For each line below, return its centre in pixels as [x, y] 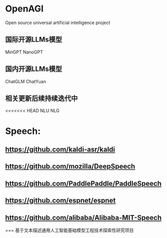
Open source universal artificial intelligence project [58, 23]
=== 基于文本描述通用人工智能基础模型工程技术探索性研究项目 [69, 230]
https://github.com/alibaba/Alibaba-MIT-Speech [83, 218]
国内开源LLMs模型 [34, 69]
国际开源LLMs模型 [34, 40]
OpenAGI [24, 9]
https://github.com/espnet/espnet [60, 201]
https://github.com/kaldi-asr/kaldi [60, 149]
